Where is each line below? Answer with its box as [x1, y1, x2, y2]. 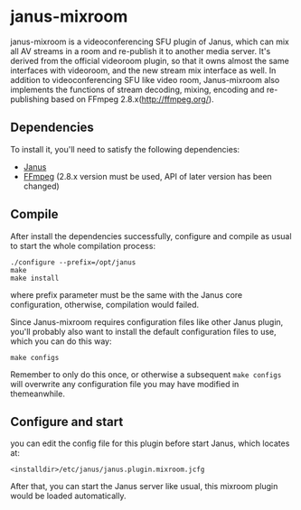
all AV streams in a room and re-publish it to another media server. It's [10, 45, 271, 56]
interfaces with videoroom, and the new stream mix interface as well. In [10, 65, 277, 76]
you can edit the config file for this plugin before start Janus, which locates [10, 438, 290, 449]
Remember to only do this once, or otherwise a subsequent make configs [10, 368, 282, 380]
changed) [23, 181, 60, 191]
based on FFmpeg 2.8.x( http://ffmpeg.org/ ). [51, 93, 215, 105]
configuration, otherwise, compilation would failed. [10, 299, 200, 310]
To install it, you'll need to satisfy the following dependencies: [10, 144, 240, 154]
